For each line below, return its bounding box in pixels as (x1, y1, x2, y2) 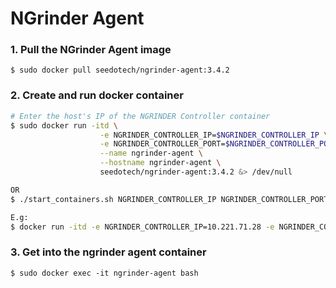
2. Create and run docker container (10, 88, 184, 102)
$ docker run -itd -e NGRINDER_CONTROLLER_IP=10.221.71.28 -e (10, 222, 275, 232)
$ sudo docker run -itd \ (10, 120, 118, 131)
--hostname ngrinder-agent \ (99, 158, 222, 168)
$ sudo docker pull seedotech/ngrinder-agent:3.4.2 (10, 65, 230, 76)
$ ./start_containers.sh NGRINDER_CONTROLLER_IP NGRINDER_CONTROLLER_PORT (10, 194, 329, 204)
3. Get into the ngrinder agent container (10, 245, 207, 259)
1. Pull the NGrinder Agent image (10, 43, 172, 57)
